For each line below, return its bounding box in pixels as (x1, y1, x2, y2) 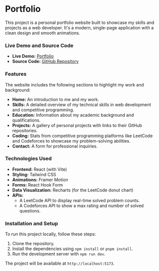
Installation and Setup (5, 220, 59, 227)
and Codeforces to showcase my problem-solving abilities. (12, 138, 131, 144)
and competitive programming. (12, 106, 74, 113)
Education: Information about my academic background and (12, 112, 134, 118)
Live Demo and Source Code (5, 42, 74, 49)
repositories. (12, 127, 38, 133)
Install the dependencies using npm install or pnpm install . (12, 246, 133, 252)
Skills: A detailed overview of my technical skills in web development (12, 102, 151, 107)
